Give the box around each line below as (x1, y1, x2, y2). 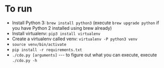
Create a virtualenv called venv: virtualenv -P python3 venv (12, 36, 138, 42)
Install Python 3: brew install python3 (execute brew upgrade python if (12, 20, 159, 26)
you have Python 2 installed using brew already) (12, 25, 112, 31)
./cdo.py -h (12, 58, 37, 63)
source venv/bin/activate (12, 42, 66, 47)
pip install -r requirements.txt (12, 47, 83, 52)
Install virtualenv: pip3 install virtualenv (12, 30, 101, 36)
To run (5, 3, 32, 15)
